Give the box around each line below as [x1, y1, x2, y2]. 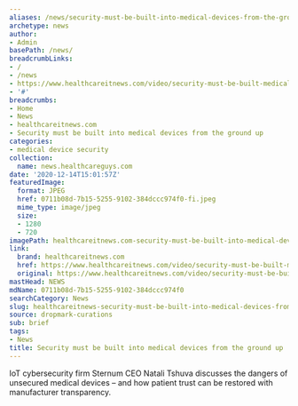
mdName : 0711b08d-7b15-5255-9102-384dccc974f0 [9, 285, 184, 294]
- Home [9, 104, 34, 113]
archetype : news [9, 21, 69, 30]
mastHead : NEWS [9, 277, 66, 286]
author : [9, 29, 38, 38]
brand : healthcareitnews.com [17, 252, 125, 262]
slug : [9, 302, 29, 311]
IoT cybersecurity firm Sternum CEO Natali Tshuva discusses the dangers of [9, 368, 288, 378]
